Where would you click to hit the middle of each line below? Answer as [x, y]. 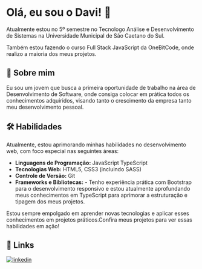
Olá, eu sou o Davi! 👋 [59, 12]
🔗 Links [20, 245]
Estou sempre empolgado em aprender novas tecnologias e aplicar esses [98, 213]
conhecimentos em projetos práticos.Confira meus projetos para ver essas [99, 220]
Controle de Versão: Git [45, 175]
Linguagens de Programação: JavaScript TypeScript [81, 163]
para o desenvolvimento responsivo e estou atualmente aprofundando [103, 188]
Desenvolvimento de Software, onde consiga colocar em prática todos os [98, 94]
